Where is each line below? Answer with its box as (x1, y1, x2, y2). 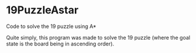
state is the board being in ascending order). (6, 40, 115, 47)
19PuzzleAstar (6, 3, 79, 17)
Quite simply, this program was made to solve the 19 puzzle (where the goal (6, 34, 191, 41)
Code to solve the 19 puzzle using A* (6, 23, 97, 30)
